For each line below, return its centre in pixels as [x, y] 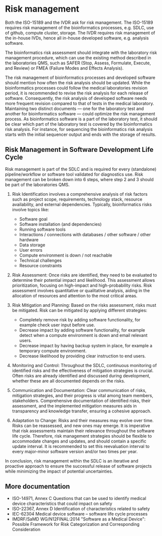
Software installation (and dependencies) [60, 224]
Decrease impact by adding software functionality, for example [82, 330]
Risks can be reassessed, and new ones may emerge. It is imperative [81, 425]
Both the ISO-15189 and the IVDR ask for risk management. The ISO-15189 [79, 22]
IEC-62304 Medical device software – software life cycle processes [80, 514]
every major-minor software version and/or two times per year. [75, 451]
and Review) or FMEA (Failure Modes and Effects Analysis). [64, 68]
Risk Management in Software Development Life [79, 150]
